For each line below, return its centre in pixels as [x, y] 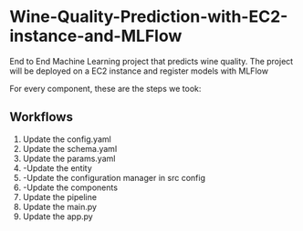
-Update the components [70, 187]
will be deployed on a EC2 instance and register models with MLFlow [139, 71]
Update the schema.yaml [70, 148]
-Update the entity [57, 168]
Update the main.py [60, 206]
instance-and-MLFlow [96, 36]
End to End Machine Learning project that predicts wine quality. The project [151, 61]
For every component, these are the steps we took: [105, 88]
